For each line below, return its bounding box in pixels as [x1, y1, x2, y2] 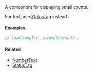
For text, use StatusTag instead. [5, 14, 69, 19]
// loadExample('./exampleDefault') [5, 36, 79, 41]
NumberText [12, 57, 37, 63]
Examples [5, 24, 26, 31]
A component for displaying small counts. [5, 4, 89, 10]
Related [5, 46, 21, 52]
